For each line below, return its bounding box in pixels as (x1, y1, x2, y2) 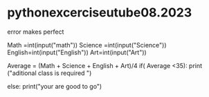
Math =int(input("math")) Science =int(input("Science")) (7, 41, 167, 49)
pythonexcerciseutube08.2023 (7, 5, 192, 21)
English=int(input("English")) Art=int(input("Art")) (7, 48, 147, 56)
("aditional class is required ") (7, 69, 92, 77)
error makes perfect (7, 28, 64, 36)
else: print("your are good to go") (7, 82, 102, 90)
